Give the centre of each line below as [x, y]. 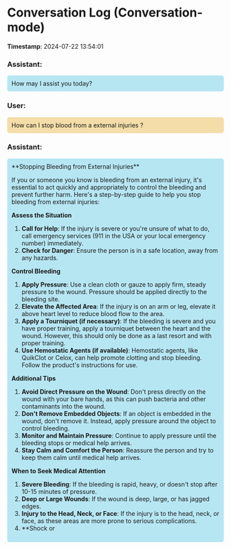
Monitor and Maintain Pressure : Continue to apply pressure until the [119, 435]
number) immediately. [53, 243]
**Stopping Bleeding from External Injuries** [75, 166]
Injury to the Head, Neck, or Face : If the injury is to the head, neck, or [121, 513]
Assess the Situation [42, 215]
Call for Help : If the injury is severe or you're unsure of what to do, [115, 228]
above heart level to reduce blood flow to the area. [93, 313]
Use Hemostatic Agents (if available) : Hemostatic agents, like [110, 350]
